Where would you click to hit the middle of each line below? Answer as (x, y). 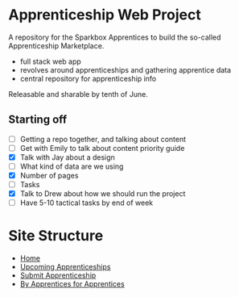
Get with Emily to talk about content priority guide (102, 148)
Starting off (38, 120)
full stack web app (51, 61)
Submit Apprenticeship (58, 275)
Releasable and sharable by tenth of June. (78, 94)
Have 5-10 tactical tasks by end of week (87, 203)
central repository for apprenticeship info (88, 78)
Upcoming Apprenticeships (65, 267)
